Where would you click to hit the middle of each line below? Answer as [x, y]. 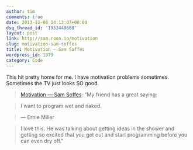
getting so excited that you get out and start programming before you [104, 134]
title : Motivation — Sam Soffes [45, 50]
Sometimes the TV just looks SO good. [53, 83]
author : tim [20, 11]
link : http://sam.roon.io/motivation [52, 39]
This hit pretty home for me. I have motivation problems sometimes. [87, 77]
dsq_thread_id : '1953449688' [42, 28]
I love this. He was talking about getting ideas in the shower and [97, 128]
